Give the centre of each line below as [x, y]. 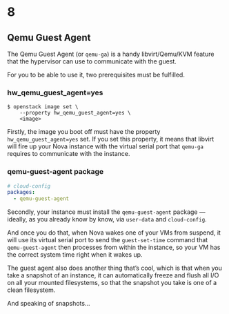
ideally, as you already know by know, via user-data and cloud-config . [107, 219]
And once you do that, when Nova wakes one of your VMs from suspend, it [114, 233]
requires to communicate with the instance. [69, 154]
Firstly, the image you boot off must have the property [84, 132]
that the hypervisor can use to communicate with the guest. [92, 61]
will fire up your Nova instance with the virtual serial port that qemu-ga [106, 146]
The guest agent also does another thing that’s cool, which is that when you [114, 268]
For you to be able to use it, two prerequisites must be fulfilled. [96, 75]
